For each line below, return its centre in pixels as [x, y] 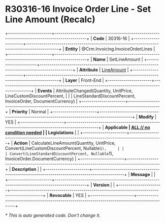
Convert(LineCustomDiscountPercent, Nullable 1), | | [65, 148]
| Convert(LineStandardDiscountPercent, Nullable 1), [59, 153]
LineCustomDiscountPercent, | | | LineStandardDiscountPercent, [70, 96]
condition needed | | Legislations [39, 132]
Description [24, 169]
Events [45, 91]
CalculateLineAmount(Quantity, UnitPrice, [73, 143]
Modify [146, 117]
